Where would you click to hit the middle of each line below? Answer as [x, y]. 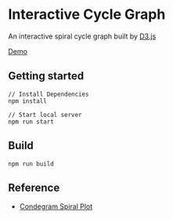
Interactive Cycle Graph [87, 15]
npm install [27, 101]
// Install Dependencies [49, 94]
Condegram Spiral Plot [56, 206]
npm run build [31, 164]
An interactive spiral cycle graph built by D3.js [82, 36]
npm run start [31, 122]
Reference [34, 187]
